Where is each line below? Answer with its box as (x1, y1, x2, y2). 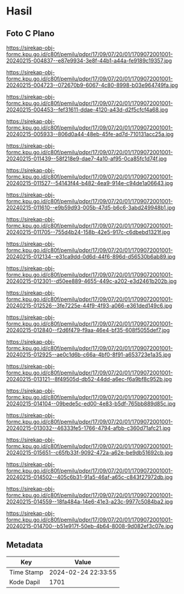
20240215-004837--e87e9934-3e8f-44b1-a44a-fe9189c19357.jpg (6, 57, 173, 64)
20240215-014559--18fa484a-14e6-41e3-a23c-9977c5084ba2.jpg (6, 498, 173, 505)
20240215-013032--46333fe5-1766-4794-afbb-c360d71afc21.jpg (6, 425, 171, 432)
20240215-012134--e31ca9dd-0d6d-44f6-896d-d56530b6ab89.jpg (6, 253, 176, 260)
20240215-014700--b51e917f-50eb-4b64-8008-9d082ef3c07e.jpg (6, 523, 173, 529)
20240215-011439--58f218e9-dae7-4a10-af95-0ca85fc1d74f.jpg (6, 155, 167, 162)
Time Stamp (9, 568, 44, 577)
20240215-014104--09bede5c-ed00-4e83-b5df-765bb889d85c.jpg (6, 400, 176, 407)
